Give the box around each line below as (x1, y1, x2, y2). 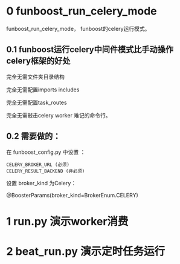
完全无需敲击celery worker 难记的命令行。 (6, 111, 111, 119)
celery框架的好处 (6, 56, 71, 66)
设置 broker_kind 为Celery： (6, 179, 77, 186)
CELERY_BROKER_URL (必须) (6, 162, 69, 168)
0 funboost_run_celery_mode (6, 4, 157, 18)
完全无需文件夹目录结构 (6, 73, 65, 80)
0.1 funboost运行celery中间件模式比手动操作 (6, 44, 174, 55)
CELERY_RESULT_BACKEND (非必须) (6, 168, 85, 174)
